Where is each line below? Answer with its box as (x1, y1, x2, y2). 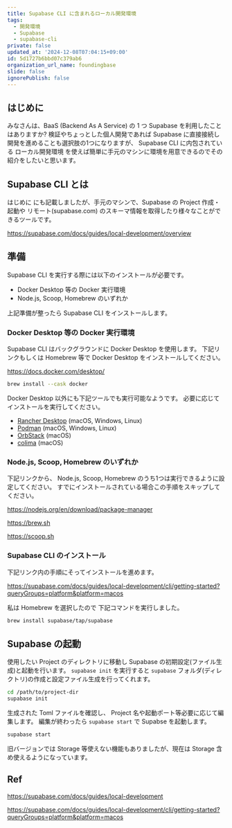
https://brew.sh (7, 519, 51, 527)
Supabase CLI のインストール (7, 551, 106, 561)
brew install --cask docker (7, 381, 89, 388)
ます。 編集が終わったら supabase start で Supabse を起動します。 (19, 717, 211, 726)
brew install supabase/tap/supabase (7, 617, 113, 624)
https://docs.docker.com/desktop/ (7, 368, 105, 376)
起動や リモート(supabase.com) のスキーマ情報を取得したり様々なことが (7, 207, 215, 215)
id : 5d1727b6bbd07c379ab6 (7, 55, 82, 62)
